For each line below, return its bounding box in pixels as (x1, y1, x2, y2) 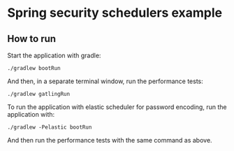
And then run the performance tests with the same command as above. (7, 136, 212, 144)
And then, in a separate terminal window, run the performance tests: (7, 77, 204, 85)
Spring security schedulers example (7, 5, 222, 21)
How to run (7, 33, 57, 45)
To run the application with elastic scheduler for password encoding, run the (7, 103, 227, 111)
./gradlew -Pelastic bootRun (7, 124, 92, 131)
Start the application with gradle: (7, 51, 101, 59)
